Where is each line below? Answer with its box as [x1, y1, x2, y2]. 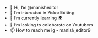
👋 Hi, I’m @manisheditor [9, 5, 59, 10]
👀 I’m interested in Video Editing [9, 10, 74, 15]
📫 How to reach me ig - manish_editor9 [9, 27, 91, 33]
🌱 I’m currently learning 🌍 [9, 15, 63, 21]
